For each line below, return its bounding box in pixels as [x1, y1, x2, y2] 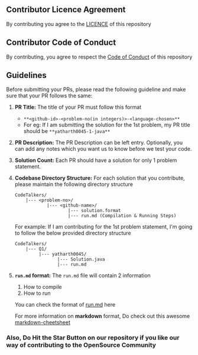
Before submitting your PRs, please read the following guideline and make [6, 86, 186, 93]
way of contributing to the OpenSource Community [6, 341, 157, 349]
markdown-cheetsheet [14, 319, 71, 326]
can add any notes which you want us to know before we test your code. [14, 145, 192, 152]
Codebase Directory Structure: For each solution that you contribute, [14, 174, 185, 182]
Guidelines [6, 70, 47, 80]
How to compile [23, 284, 62, 291]
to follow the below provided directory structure [14, 230, 131, 237]
